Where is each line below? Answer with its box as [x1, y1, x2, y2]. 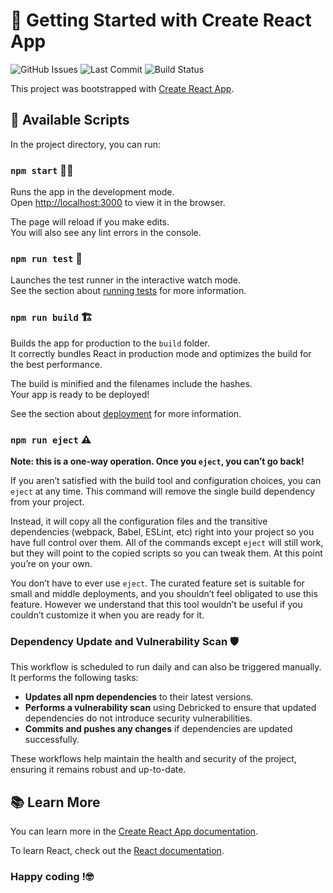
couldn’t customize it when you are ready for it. [10, 609, 205, 621]
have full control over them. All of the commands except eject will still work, [10, 536, 324, 548]
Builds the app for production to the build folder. [10, 337, 211, 349]
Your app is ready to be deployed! [10, 388, 150, 400]
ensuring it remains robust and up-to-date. [10, 764, 187, 776]
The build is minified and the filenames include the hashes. [10, 377, 253, 389]
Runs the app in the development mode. [10, 186, 175, 198]
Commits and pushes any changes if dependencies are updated [24, 723, 293, 735]
